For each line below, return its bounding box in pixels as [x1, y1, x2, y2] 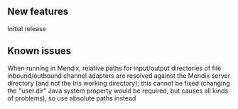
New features [7, 6, 69, 18]
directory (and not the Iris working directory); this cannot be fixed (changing [7, 79, 231, 87]
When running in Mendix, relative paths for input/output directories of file [7, 64, 222, 72]
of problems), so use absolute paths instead [7, 93, 136, 102]
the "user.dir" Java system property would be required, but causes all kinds [7, 86, 229, 95]
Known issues [7, 45, 72, 57]
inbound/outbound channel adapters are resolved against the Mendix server [7, 71, 231, 80]
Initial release [7, 24, 46, 33]
